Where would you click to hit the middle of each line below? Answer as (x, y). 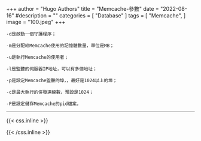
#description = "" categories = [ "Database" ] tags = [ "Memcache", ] (100, 16)
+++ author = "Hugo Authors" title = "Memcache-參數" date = (83, 9)
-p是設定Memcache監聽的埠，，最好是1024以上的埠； (62, 80)
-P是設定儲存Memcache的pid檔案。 (44, 104)
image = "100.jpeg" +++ (36, 22)
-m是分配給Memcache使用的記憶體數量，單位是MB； (60, 46)
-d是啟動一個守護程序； (31, 34)
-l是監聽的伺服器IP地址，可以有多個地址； (52, 69)
